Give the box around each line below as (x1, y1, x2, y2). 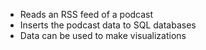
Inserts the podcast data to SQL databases (19, 19, 197, 31)
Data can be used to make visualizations (19, 30, 187, 41)
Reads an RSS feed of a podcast (19, 9, 154, 20)
